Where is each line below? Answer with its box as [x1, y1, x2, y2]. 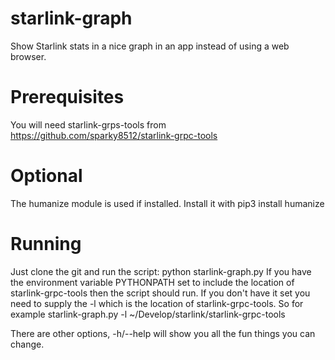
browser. [10, 50, 47, 62]
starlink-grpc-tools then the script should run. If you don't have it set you [10, 287, 311, 299]
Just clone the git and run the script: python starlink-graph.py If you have [10, 265, 312, 277]
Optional [10, 165, 83, 187]
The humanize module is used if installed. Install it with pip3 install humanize [10, 197, 325, 209]
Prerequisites [10, 86, 125, 109]
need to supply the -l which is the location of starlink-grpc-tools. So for [10, 297, 304, 309]
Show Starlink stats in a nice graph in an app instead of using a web [10, 40, 290, 52]
